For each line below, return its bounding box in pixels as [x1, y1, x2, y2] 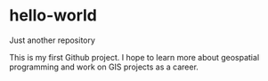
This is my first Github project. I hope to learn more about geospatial [9, 52, 260, 62]
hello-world [9, 5, 98, 26]
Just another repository [9, 35, 96, 45]
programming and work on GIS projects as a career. [9, 61, 199, 72]
